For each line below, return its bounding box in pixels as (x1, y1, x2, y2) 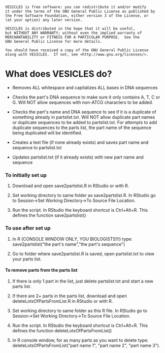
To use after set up (5, 225, 51, 231)
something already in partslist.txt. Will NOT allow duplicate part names (12, 114, 155, 120)
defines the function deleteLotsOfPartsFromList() (12, 327, 112, 333)
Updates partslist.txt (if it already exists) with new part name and (12, 154, 144, 160)
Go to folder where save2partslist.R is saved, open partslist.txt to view (12, 251, 155, 257)
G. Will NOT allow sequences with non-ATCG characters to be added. (12, 99, 154, 105)
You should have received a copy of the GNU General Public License (5, 48, 149, 53)
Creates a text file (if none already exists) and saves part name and (12, 139, 149, 145)
